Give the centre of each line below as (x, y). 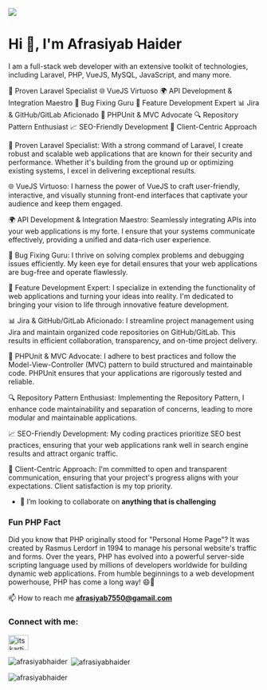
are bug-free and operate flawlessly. (68, 272)
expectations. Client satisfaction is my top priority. (90, 486)
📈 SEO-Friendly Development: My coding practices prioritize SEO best (125, 433)
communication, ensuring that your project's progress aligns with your (124, 477)
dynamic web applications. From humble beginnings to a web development (132, 574)
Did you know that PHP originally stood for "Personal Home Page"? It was (129, 540)
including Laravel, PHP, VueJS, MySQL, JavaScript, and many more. (120, 74)
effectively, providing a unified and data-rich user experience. (110, 239)
